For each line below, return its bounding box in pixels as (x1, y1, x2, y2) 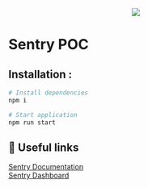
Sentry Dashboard (8, 170, 70, 181)
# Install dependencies (8, 89, 89, 97)
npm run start (8, 118, 57, 127)
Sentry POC (8, 36, 89, 54)
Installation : (8, 67, 73, 81)
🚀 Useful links (8, 140, 79, 154)
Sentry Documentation (8, 162, 83, 172)
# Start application (8, 111, 78, 119)
